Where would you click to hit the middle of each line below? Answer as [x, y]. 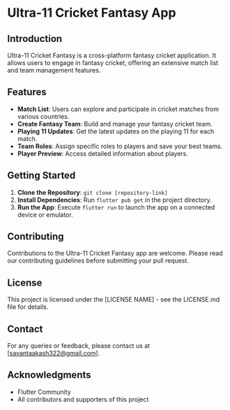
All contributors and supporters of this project [83, 399]
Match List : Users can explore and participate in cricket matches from [118, 109]
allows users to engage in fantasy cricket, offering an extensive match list [113, 63]
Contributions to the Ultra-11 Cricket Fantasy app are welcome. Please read [115, 254]
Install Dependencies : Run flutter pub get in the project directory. [115, 200]
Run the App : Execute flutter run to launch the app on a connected [116, 207]
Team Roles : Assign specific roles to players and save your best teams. [120, 146]
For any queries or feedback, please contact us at [79, 346]
